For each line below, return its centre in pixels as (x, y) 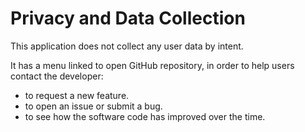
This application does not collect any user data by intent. (127, 46)
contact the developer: (57, 76)
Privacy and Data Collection (128, 18)
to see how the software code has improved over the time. (145, 116)
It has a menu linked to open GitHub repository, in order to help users (152, 65)
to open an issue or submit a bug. (93, 106)
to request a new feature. (77, 95)
